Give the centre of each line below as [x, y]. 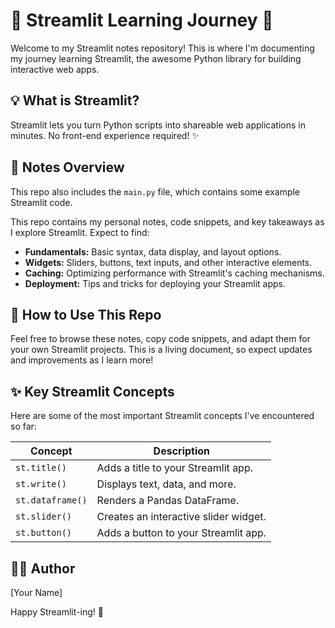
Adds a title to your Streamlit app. [174, 468]
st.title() [41, 468]
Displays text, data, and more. [166, 484]
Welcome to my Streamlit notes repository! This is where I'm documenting [162, 48]
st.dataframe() [51, 500]
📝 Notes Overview [67, 167]
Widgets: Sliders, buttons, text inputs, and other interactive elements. [168, 262]
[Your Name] [36, 592]
